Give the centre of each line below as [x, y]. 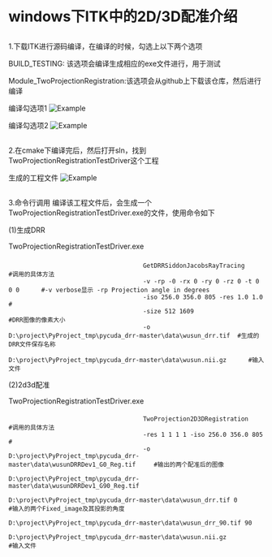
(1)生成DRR [27, 230]
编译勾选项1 [28, 108]
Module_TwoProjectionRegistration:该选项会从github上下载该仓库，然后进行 [135, 80]
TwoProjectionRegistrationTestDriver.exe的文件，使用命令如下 [112, 213]
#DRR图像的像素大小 [37, 320]
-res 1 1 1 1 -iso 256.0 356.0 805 [203, 434]
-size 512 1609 [168, 312]
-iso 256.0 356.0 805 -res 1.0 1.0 [203, 297]
